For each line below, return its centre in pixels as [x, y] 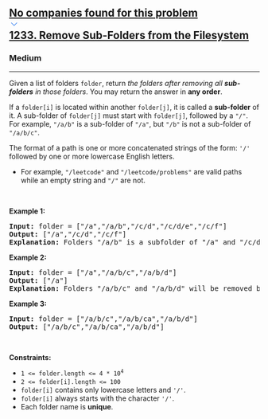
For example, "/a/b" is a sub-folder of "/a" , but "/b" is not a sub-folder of [130, 123]
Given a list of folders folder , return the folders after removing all [116, 83]
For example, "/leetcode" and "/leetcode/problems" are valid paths [131, 171]
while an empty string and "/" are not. [83, 180]
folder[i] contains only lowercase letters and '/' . [103, 390]
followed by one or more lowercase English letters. [92, 156]
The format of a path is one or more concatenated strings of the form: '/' [130, 147]
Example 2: [28, 257]
